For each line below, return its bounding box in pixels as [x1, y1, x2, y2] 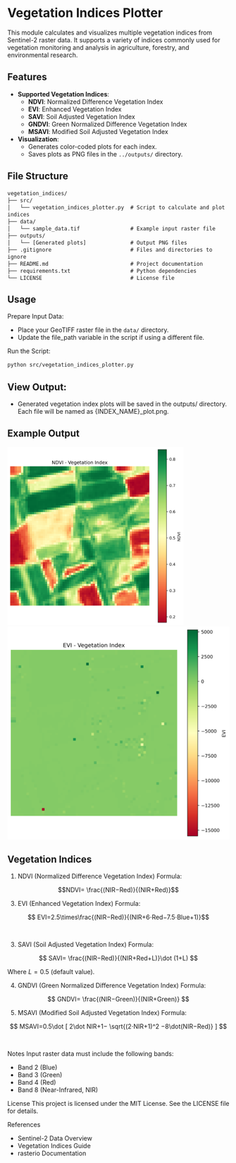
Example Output [7, 428, 80, 440]
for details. [7, 1107, 39, 1115]
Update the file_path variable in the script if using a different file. [17, 333, 205, 342]
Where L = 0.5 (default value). [7, 968, 95, 976]
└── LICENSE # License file [7, 274, 175, 281]
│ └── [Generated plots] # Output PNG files [7, 239, 188, 246]
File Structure [7, 171, 68, 183]
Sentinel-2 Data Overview [17, 1134, 93, 1143]
